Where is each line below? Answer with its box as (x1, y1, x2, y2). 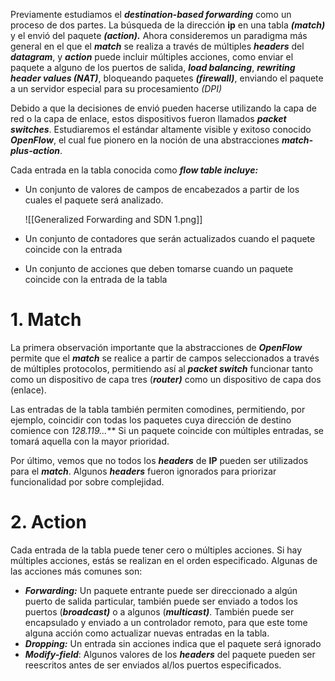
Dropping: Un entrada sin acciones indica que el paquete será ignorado (24, 637, 322, 649)
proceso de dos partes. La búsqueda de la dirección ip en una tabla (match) (10, 19, 326, 31)
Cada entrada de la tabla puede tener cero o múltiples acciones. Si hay (10, 544, 303, 556)
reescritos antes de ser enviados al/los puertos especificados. (24, 659, 282, 671)
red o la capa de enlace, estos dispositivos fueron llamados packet (10, 113, 287, 124)
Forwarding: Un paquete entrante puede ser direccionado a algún (24, 584, 298, 596)
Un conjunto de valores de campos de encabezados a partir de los (24, 184, 300, 195)
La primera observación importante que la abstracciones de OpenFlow (10, 341, 303, 353)
